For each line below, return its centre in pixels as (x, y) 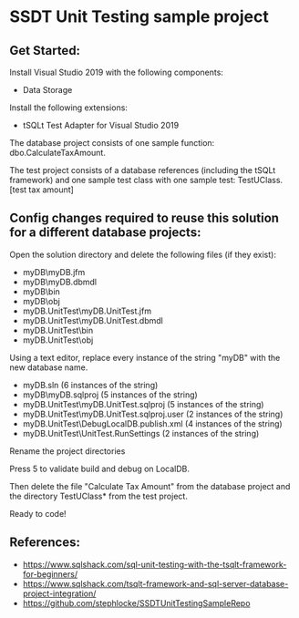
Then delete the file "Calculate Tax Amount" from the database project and (150, 486)
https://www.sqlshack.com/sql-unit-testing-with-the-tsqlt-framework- (155, 564)
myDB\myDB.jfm (54, 272)
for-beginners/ (50, 574)
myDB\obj (41, 301)
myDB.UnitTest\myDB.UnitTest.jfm (87, 311)
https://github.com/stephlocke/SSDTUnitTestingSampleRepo (136, 603)
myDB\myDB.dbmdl (60, 282)
